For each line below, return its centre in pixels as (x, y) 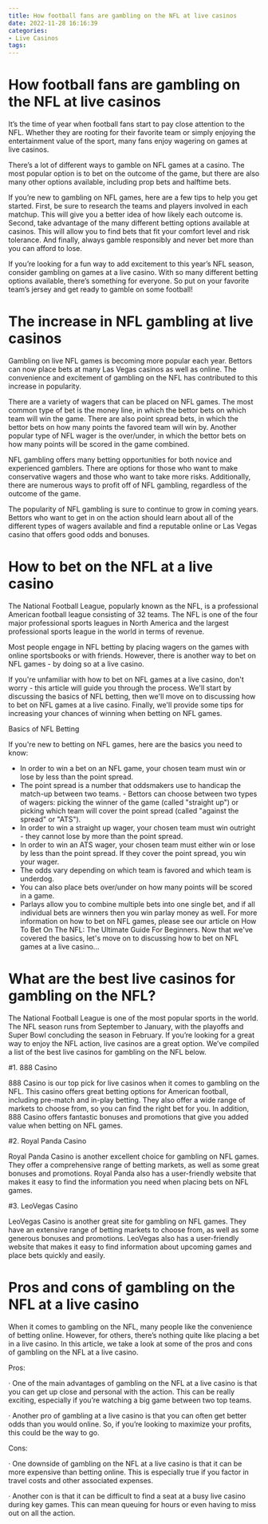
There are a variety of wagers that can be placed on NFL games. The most (131, 402)
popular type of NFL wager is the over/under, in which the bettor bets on (127, 436)
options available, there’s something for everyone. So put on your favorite (129, 281)
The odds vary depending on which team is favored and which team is (135, 870)
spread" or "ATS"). (50, 819)
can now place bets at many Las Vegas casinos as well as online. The (122, 369)
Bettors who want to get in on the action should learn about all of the (121, 517)
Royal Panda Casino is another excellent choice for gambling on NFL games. (134, 1156)
